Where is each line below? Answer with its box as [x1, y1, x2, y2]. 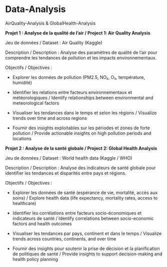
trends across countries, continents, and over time [12, 235, 116, 242]
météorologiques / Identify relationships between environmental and [12, 95, 153, 101]
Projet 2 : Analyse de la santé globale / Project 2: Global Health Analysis [5, 145, 157, 151]
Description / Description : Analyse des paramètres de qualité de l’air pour [5, 49, 157, 55]
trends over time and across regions [12, 115, 87, 121]
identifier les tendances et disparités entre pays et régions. [5, 170, 126, 176]
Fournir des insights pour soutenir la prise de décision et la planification [12, 245, 160, 251]
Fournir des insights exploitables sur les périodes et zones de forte [12, 125, 150, 131]
